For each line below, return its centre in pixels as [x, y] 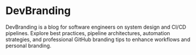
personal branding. [29, 46]
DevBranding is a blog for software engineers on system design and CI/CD [96, 27]
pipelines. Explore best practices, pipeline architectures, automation [88, 33]
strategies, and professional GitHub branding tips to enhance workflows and [98, 39]
